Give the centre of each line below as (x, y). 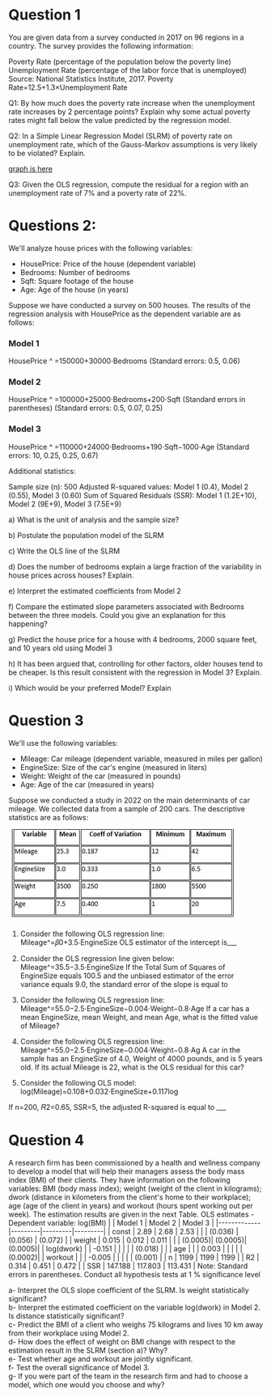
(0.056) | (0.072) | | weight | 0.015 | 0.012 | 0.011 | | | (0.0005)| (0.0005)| (127, 1240)
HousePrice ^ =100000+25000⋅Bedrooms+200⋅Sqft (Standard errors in (127, 400)
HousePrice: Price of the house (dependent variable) (108, 264)
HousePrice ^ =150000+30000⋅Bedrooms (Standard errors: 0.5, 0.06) (124, 361)
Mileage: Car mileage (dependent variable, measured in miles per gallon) (141, 759)
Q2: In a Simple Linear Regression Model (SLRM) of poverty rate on (121, 136)
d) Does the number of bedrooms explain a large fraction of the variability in (135, 566)
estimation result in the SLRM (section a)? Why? (88, 1350)
